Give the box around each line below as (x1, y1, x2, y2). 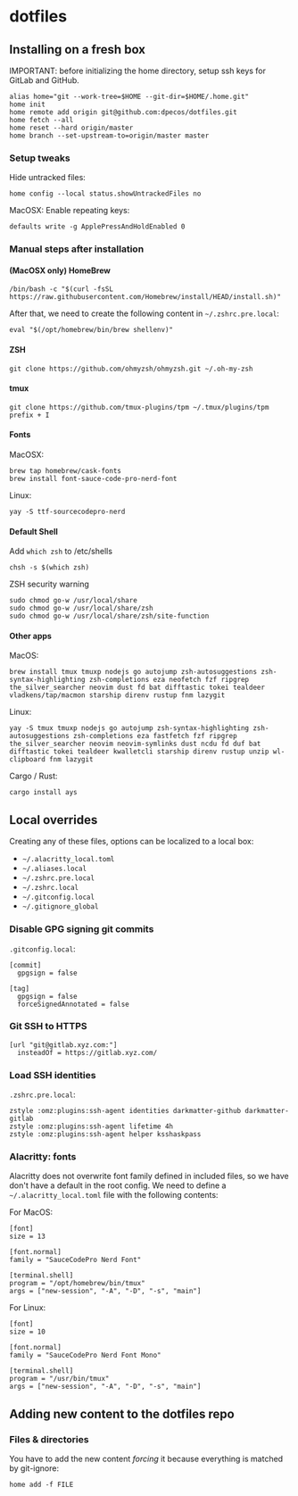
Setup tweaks (9, 152, 70, 164)
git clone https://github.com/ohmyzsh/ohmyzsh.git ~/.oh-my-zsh (9, 364, 253, 373)
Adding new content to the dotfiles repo (9, 1406, 235, 1421)
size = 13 (9, 1232, 46, 1242)
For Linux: (9, 1302, 46, 1313)
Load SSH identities (9, 1068, 96, 1081)
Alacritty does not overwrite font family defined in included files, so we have (9, 1171, 289, 1182)
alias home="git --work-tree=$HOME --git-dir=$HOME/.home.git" (9, 92, 250, 101)
